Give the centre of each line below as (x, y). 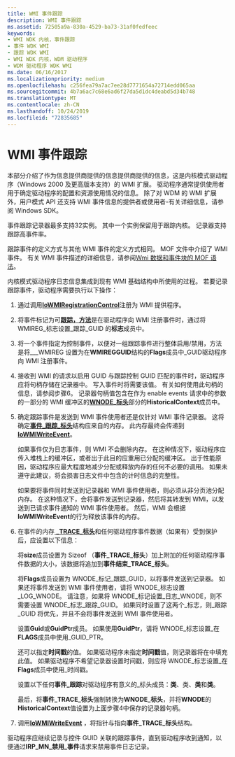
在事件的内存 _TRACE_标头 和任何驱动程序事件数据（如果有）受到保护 (117, 531)
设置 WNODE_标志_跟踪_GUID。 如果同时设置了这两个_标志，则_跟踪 (128, 604)
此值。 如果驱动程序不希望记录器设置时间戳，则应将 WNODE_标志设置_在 (123, 660)
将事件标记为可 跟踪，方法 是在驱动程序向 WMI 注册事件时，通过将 (112, 320)
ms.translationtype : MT (42, 99)
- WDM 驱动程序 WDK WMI (40, 66)
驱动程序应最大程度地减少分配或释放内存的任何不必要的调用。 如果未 (129, 467)
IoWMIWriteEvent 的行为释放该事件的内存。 (80, 516)
